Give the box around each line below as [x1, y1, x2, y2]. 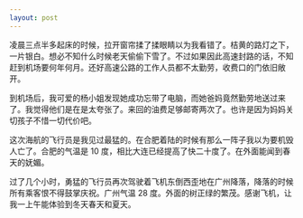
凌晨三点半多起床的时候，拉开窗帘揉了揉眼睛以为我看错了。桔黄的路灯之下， [9, 39, 294, 50]
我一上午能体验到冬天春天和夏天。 [9, 198, 136, 209]
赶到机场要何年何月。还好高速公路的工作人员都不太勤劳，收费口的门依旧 [9, 62, 278, 72]
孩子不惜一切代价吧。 [16, 115, 96, 126]
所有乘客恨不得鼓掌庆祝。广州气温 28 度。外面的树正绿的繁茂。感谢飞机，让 [9, 187, 293, 198]
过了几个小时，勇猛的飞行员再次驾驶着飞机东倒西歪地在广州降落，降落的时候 [9, 175, 294, 186]
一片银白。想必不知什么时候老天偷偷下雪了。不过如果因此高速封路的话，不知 [9, 51, 294, 62]
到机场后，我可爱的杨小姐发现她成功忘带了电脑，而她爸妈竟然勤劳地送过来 [9, 92, 286, 103]
